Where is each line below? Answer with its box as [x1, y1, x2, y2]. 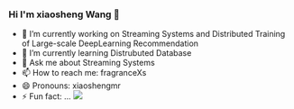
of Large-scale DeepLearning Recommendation [21, 38, 199, 49]
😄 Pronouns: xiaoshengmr [21, 80, 121, 91]
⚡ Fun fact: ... [21, 91, 71, 102]
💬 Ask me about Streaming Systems [21, 58, 155, 68]
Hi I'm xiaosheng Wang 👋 [8, 8, 121, 21]
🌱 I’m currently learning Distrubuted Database [21, 48, 192, 59]
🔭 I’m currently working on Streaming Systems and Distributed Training [21, 29, 286, 40]
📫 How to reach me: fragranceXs [21, 68, 147, 78]
